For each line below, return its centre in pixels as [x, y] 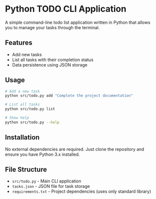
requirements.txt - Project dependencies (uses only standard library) [82, 191]
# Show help [17, 118]
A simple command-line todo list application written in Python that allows [78, 22]
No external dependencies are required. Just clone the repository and [75, 149]
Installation [22, 138]
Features [19, 43]
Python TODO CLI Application [66, 9]
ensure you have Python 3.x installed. [42, 154]
